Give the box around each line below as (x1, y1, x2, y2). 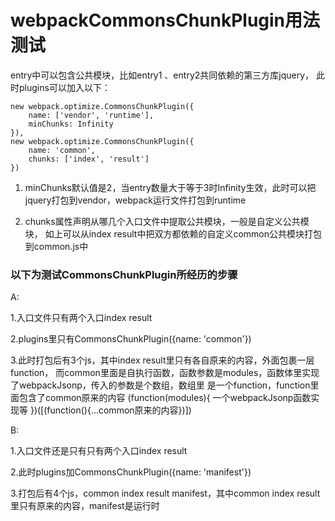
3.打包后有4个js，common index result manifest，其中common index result (10, 487, 321, 500)
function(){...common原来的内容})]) (46, 404, 192, 416)
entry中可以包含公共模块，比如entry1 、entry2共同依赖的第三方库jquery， (10, 69, 315, 81)
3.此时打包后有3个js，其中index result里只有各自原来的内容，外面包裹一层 (10, 354, 315, 366)
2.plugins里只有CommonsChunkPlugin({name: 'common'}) (10, 333, 252, 345)
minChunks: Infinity (28, 119, 114, 129)
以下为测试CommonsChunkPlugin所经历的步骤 (10, 267, 238, 281)
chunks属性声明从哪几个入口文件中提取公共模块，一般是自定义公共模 (24, 215, 310, 227)
